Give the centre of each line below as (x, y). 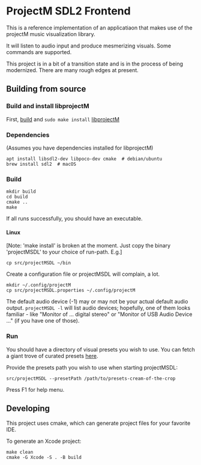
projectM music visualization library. (51, 34)
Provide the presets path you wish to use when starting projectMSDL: (92, 367)
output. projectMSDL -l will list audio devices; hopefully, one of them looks (98, 308)
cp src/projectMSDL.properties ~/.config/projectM (71, 290)
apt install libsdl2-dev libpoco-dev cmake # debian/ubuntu (84, 159)
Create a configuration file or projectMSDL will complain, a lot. (83, 274)
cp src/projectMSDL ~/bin (38, 263)
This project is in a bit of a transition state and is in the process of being (95, 64)
